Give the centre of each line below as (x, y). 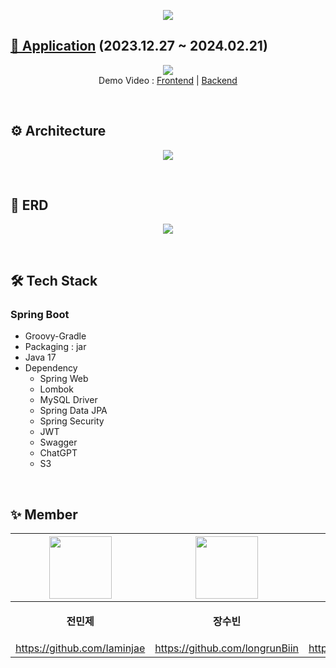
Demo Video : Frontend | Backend (168, 80)
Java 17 (40, 357)
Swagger (58, 442)
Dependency (51, 368)
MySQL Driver (68, 400)
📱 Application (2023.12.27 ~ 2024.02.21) (139, 46)
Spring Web (64, 379)
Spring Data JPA (73, 411)
